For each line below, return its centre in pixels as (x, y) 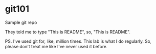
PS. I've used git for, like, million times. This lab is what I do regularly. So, (78, 41)
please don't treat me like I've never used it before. (56, 46)
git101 (17, 9)
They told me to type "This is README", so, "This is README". (68, 32)
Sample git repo (21, 22)
